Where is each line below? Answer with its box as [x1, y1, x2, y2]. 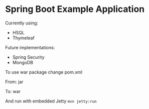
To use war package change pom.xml [5, 69, 83, 75]
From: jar [5, 79, 24, 85]
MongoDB [12, 59, 33, 65]
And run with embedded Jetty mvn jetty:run [5, 98, 97, 104]
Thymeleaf [12, 35, 35, 41]
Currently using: [5, 20, 38, 26]
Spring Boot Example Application [5, 3, 145, 15]
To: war [5, 88, 21, 94]
